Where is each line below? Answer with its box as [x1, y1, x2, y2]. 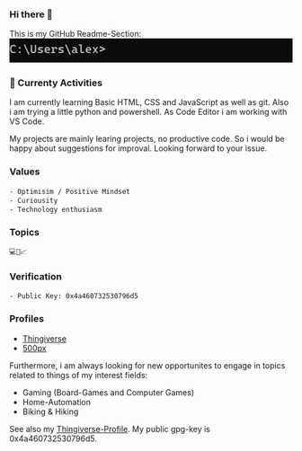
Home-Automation [22, 396, 92, 407]
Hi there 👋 [9, 8, 54, 21]
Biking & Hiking [22, 406, 79, 417]
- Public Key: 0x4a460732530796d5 [9, 292, 139, 301]
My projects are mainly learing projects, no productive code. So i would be [9, 134, 285, 145]
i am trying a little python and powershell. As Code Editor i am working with [9, 107, 288, 118]
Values [9, 165, 40, 178]
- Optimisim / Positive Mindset [9, 187, 130, 196]
